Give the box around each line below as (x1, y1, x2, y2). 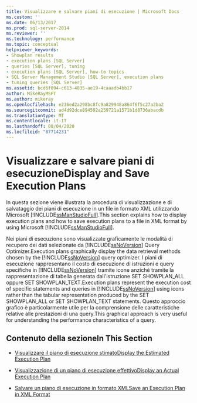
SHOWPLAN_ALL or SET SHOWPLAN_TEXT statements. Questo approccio (6, 298, 186, 305)
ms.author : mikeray (6, 96, 54, 102)
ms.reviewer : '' (6, 31, 46, 36)
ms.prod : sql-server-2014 (6, 25, 69, 31)
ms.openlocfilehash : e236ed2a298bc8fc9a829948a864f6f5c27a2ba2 (6, 101, 164, 108)
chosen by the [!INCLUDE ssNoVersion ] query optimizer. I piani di (6, 254, 162, 261)
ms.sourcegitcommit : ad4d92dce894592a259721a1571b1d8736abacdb (6, 107, 164, 113)
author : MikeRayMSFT (6, 91, 57, 96)
